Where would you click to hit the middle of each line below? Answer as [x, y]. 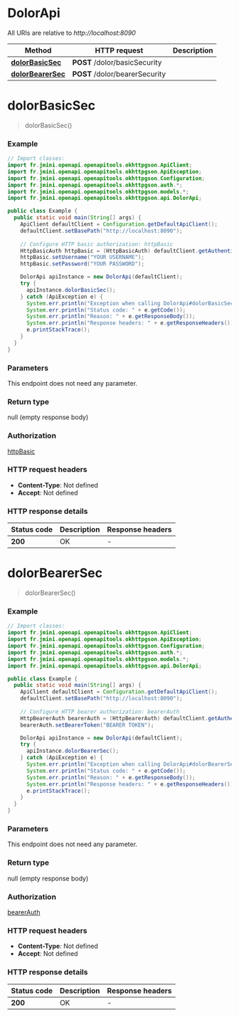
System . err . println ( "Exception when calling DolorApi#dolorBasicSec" [131, 303]
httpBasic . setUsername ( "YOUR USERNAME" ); [82, 258]
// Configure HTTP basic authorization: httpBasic [97, 244]
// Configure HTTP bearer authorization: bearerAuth [100, 712]
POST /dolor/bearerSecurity [119, 74]
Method [38, 50]
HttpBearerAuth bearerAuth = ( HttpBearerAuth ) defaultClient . [114, 718]
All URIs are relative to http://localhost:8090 [72, 33]
